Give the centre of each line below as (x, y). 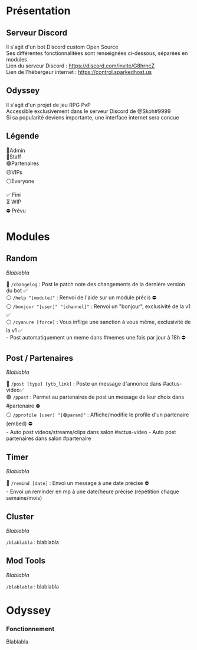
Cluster (20, 517)
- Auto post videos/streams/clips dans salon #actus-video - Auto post (91, 432)
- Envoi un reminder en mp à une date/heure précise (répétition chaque (93, 491)
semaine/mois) (24, 498)
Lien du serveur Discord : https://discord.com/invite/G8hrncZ (81, 66)
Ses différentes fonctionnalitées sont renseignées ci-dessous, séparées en (97, 53)
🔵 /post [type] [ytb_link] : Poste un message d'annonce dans (84, 384)
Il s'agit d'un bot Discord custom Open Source (62, 47)
